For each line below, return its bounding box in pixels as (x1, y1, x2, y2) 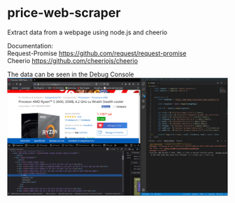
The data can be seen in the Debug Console (7, 70, 134, 78)
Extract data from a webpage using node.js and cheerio (7, 28, 168, 36)
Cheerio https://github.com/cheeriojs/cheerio (7, 56, 138, 64)
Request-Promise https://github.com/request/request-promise (7, 49, 187, 57)
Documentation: (7, 41, 54, 50)
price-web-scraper (7, 5, 121, 21)
